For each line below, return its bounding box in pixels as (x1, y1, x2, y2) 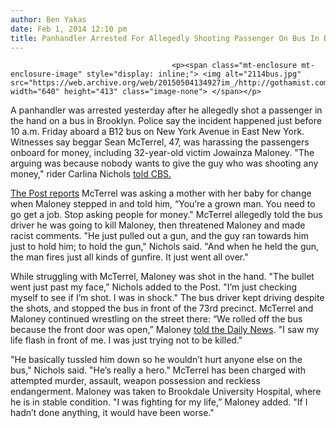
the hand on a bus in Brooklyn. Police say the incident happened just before (10, 115, 322, 127)
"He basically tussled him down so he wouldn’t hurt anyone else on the (10, 354, 303, 366)
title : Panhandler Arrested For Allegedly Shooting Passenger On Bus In (10, 33, 320, 43)
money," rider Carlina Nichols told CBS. (10, 168, 172, 180)
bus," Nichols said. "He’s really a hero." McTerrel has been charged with (10, 364, 307, 376)
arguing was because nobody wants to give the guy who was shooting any (10, 157, 319, 170)
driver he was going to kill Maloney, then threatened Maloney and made (10, 219, 306, 231)
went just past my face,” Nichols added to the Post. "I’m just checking (10, 281, 298, 293)
